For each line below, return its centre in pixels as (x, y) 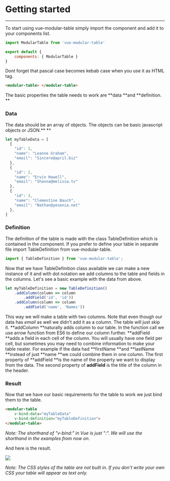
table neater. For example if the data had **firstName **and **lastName (80, 349)
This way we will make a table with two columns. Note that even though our (84, 317)
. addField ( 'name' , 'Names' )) (54, 307)
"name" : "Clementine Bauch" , (45, 200)
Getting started (38, 9)
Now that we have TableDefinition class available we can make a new (77, 268)
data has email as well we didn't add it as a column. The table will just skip (83, 322)
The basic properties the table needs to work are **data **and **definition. (83, 95)
